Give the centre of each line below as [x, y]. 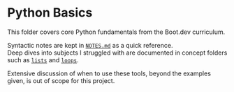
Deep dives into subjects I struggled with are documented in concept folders [117, 53]
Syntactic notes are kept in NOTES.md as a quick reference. [90, 45]
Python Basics [50, 13]
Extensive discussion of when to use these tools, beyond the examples [109, 73]
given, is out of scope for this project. [61, 80]
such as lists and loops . [43, 59]
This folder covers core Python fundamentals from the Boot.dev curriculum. [116, 32]
